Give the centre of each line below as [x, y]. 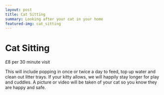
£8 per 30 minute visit [28, 62]
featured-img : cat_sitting [33, 24]
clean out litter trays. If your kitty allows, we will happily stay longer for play [82, 77]
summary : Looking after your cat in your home [54, 19]
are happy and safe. [26, 88]
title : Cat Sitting [25, 14]
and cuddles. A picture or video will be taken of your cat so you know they [81, 82]
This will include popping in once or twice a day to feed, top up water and [80, 72]
